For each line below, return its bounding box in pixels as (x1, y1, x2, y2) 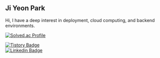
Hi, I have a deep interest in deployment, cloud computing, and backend (5, 17, 155, 23)
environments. (5, 22, 35, 28)
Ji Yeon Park (5, 4, 45, 12)
